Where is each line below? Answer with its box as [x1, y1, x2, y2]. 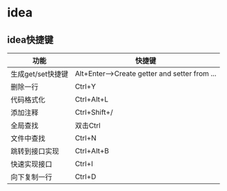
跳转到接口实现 [10, 146, 60, 156]
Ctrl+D [75, 172, 97, 181]
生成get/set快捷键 [10, 69, 69, 78]
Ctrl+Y [75, 82, 97, 91]
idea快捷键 [7, 34, 54, 45]
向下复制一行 [10, 172, 53, 181]
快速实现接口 [10, 159, 53, 169]
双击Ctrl [75, 121, 101, 130]
